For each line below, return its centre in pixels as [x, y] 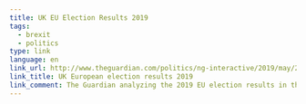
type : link [30, 52]
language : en [34, 60]
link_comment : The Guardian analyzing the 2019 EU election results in [148, 85]
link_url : [28, 69]
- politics [38, 43]
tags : [20, 26]
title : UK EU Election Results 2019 [79, 18]
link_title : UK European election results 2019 [102, 77]
